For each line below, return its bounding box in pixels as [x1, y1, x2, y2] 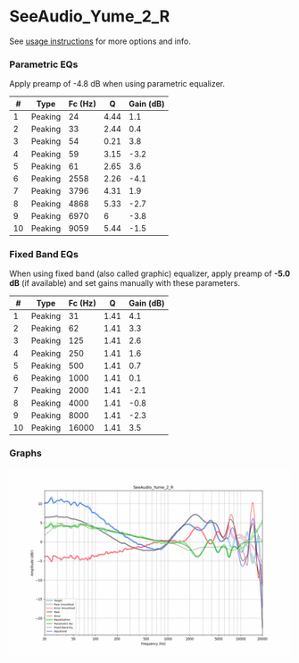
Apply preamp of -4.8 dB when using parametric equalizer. [9, 79, 226, 89]
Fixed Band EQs [9, 248, 79, 260]
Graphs [9, 447, 42, 459]
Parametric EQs [9, 58, 79, 71]
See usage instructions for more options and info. [9, 36, 192, 46]
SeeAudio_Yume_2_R [9, 6, 170, 27]
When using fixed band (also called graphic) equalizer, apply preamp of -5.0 [9, 268, 291, 279]
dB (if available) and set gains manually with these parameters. [9, 278, 241, 289]
